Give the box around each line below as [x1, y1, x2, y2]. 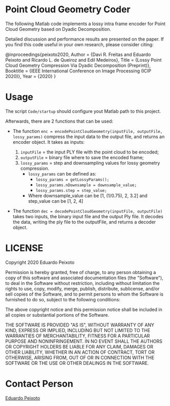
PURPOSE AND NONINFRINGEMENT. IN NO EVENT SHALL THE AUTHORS [5, 338, 163, 344]
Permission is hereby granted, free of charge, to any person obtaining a [5, 269, 156, 275]
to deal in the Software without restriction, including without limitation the [5, 280, 160, 286]
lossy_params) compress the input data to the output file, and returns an [12, 133, 165, 140]
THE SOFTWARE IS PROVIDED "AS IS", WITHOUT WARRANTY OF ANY [5, 322, 155, 328]
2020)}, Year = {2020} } [5, 73, 56, 79]
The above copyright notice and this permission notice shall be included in [5, 306, 162, 313]
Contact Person [5, 378, 73, 390]
